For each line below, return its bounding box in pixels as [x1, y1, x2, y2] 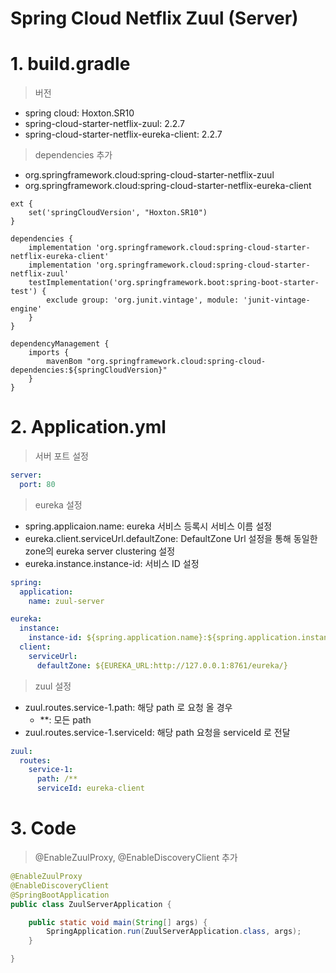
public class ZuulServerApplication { [10, 899, 172, 909]
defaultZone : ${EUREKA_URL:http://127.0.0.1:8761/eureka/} [36, 660, 288, 671]
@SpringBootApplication [10, 890, 110, 900]
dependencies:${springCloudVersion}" [10, 365, 168, 376]
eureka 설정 [34, 498, 83, 511]
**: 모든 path [39, 713, 92, 726]
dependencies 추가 [34, 149, 113, 161]
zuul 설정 [34, 680, 72, 692]
